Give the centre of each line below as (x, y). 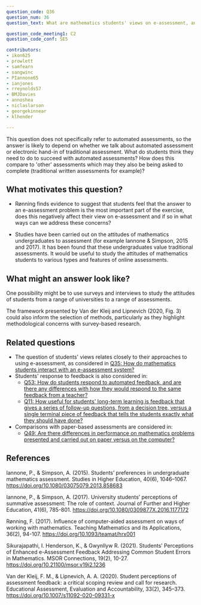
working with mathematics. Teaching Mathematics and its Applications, (94, 527)
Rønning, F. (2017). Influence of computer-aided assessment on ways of (95, 521)
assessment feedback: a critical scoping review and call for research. (92, 582)
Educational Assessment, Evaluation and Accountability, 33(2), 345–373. (96, 589)
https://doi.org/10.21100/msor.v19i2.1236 (56, 564)
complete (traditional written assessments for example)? (75, 170)
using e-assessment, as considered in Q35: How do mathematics (95, 363)
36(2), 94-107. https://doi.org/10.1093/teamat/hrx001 (71, 534)
